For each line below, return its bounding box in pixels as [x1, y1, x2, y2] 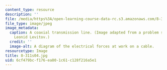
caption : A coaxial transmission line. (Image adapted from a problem [9, 30, 159, 35]
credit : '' [9, 39, 32, 44]
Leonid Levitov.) [14, 35, 50, 40]
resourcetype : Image [5, 48, 48, 53]
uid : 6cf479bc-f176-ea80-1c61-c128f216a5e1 [5, 58, 97, 63]
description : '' [5, 12, 39, 17]
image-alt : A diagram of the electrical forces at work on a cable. [9, 44, 155, 49]
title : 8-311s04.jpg [5, 53, 48, 58]
